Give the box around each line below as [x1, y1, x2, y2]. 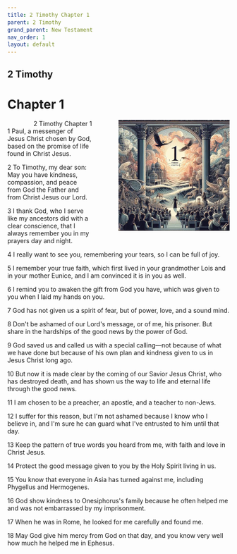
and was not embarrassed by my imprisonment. [7, 504, 146, 512]
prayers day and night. [7, 237, 73, 245]
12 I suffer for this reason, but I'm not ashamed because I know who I [7, 412, 208, 421]
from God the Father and [7, 185, 79, 194]
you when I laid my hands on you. [7, 293, 105, 301]
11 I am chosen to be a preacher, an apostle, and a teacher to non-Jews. [7, 398, 217, 407]
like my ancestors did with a [7, 214, 89, 223]
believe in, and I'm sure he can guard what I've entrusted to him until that [7, 419, 219, 428]
